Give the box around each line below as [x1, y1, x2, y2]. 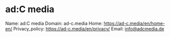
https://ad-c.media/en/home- [104, 20, 165, 26]
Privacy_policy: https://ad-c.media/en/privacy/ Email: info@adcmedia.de [13, 25, 164, 31]
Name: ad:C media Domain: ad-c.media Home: [5, 20, 103, 26]
